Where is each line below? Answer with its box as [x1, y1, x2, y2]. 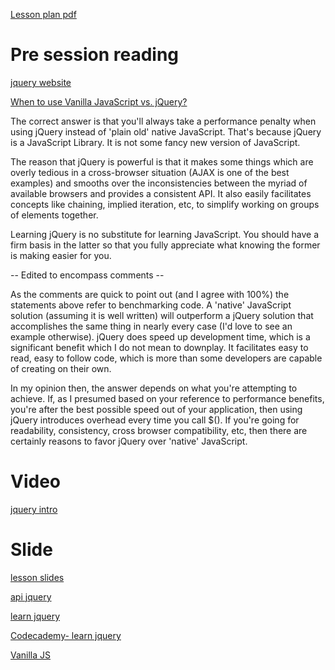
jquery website [10, 76, 72, 88]
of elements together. [10, 209, 99, 221]
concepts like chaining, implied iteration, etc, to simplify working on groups [10, 198, 320, 210]
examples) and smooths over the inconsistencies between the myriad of [10, 177, 308, 189]
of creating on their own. [10, 362, 112, 374]
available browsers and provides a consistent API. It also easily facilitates [10, 187, 312, 199]
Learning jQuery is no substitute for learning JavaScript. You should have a [10, 228, 320, 240]
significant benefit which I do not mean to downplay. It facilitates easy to [10, 341, 309, 353]
